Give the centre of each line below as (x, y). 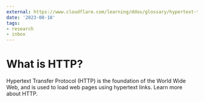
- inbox (16, 34)
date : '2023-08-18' (31, 18)
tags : (13, 23)
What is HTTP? (45, 64)
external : (19, 12)
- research (20, 29)
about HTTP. (22, 94)
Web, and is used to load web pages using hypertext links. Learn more (94, 88)
